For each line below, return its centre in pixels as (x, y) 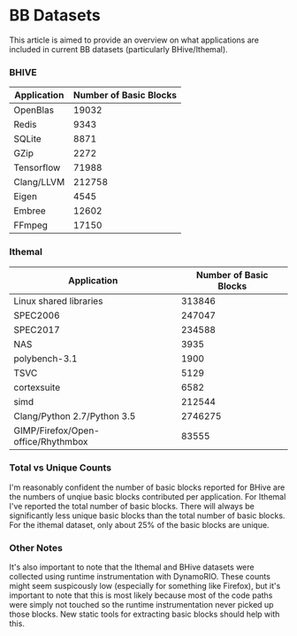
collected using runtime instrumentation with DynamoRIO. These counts (140, 577)
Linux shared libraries (58, 300)
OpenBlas (34, 110)
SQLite (27, 139)
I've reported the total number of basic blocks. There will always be (132, 506)
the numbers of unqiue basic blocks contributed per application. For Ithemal (148, 496)
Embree (30, 211)
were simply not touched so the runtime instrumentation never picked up (141, 605)
